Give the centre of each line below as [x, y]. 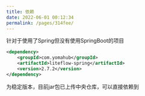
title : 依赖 [20, 12]
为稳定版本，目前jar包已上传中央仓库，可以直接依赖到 [73, 86]
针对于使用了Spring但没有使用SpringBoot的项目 [65, 41]
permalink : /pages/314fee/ [40, 23]
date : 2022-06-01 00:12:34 [40, 17]
